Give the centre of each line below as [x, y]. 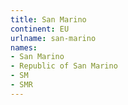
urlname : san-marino [53, 38]
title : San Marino [48, 19]
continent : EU [40, 29]
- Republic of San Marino [64, 66]
